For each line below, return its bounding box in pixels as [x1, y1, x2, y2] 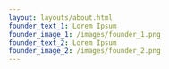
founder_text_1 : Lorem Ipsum [8, 22, 117, 30]
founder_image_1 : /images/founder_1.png [8, 30, 162, 39]
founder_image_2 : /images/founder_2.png [8, 47, 162, 56]
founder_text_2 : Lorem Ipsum [8, 38, 117, 47]
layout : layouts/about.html [8, 13, 114, 22]
